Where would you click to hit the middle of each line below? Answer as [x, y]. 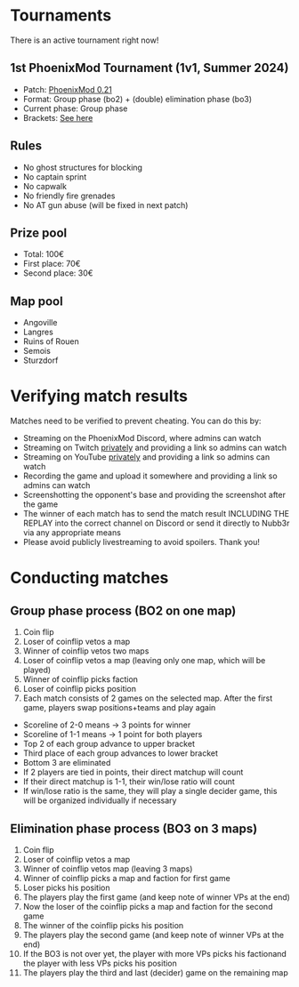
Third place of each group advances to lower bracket [121, 753]
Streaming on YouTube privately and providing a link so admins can [146, 457]
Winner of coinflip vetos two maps [86, 651]
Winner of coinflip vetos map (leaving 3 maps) [108, 869]
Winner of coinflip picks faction [81, 679]
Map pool [36, 301]
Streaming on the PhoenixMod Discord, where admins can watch [142, 438]
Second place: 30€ [58, 273]
